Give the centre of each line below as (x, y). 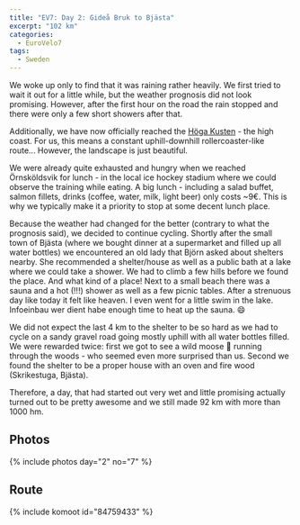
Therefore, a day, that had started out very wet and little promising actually (147, 392)
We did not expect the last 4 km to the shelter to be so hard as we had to (144, 327)
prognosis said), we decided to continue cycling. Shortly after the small (141, 233)
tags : (19, 51)
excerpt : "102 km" (44, 26)
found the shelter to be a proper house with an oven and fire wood (132, 365)
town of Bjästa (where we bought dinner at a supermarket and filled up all (145, 243)
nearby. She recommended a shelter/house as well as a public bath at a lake (150, 262)
